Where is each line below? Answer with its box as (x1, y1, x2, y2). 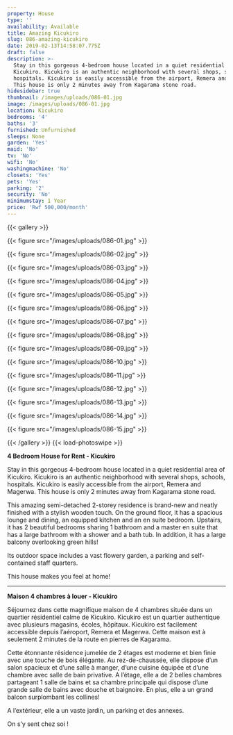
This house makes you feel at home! (7, 572, 111, 580)
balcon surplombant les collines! (7, 693, 100, 701)
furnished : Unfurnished (7, 126, 76, 133)
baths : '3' (7, 119, 39, 127)
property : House (7, 10, 54, 17)
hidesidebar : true (7, 88, 60, 94)
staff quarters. (37, 559, 78, 567)
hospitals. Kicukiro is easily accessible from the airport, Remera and (7, 480, 201, 488)
